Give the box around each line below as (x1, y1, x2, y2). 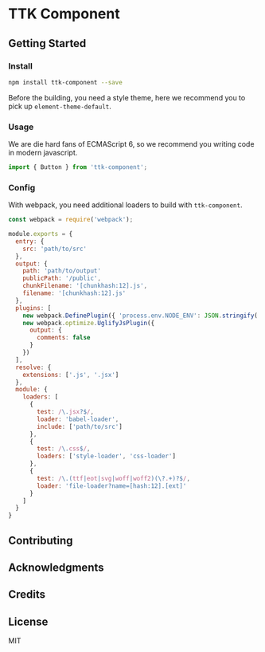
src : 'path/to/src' (22, 245, 88, 253)
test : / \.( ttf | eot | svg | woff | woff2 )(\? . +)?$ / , (37, 474, 191, 482)
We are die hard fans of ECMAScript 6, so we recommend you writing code (8, 139, 255, 149)
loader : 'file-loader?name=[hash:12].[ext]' (37, 481, 187, 490)
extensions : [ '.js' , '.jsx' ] (22, 371, 119, 379)
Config (8, 182, 36, 193)
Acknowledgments (8, 561, 105, 574)
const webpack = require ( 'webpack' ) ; (8, 216, 134, 224)
